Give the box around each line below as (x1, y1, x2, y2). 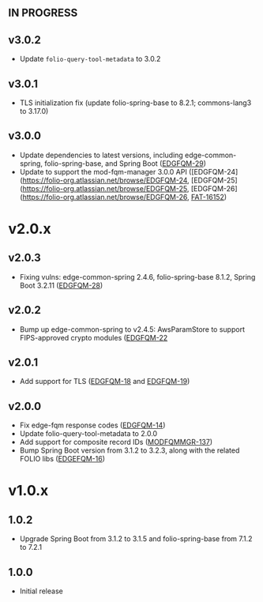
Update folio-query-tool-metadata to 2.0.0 (19, 429, 158, 438)
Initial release (19, 586, 63, 596)
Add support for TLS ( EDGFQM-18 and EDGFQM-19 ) (19, 377, 190, 386)
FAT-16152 (190, 192, 225, 201)
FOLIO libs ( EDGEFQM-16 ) (19, 454, 105, 464)
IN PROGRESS (8, 6, 78, 20)
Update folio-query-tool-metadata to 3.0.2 (19, 55, 161, 64)
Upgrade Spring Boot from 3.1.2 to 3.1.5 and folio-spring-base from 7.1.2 (19, 534, 253, 544)
